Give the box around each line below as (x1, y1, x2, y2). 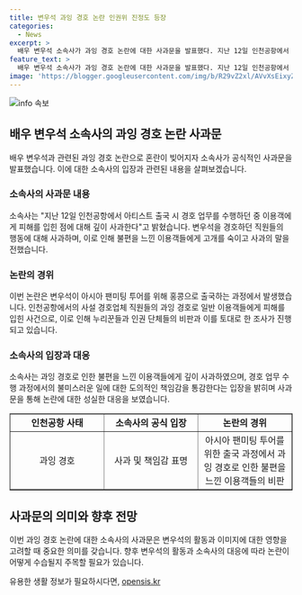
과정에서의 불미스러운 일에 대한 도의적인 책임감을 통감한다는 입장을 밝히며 (18, 383, 276, 393)
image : (9, 72, 34, 81)
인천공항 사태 (31, 417, 84, 429)
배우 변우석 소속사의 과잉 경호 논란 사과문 (9, 127, 222, 142)
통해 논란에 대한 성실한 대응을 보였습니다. (25, 393, 171, 405)
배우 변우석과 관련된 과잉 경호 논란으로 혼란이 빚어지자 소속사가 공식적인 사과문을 (9, 152, 293, 163)
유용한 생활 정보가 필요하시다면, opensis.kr (9, 576, 161, 587)
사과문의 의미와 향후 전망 (9, 509, 138, 524)
